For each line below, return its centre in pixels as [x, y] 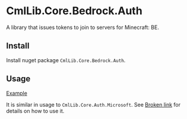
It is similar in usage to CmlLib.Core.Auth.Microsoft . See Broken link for [93, 104]
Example [17, 93]
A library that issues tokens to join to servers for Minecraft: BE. [83, 27]
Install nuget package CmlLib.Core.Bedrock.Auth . [66, 60]
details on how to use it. [35, 111]
